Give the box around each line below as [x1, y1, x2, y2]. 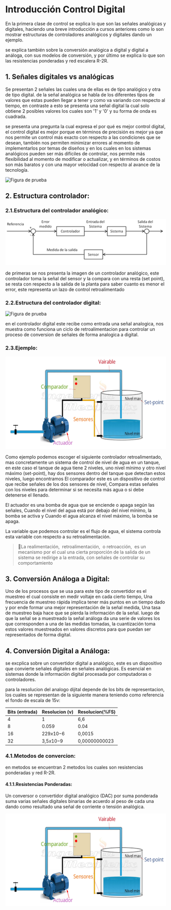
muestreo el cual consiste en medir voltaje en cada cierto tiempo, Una [5, 593, 153, 600]
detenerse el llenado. [5, 492, 50, 498]
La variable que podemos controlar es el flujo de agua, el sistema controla [5, 528, 161, 534]
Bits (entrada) [7, 709, 38, 715]
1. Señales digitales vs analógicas [5, 73, 114, 81]
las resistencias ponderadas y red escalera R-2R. [5, 57, 109, 64]
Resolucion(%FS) [78, 709, 116, 715]
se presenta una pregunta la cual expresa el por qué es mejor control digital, [5, 123, 166, 129]
